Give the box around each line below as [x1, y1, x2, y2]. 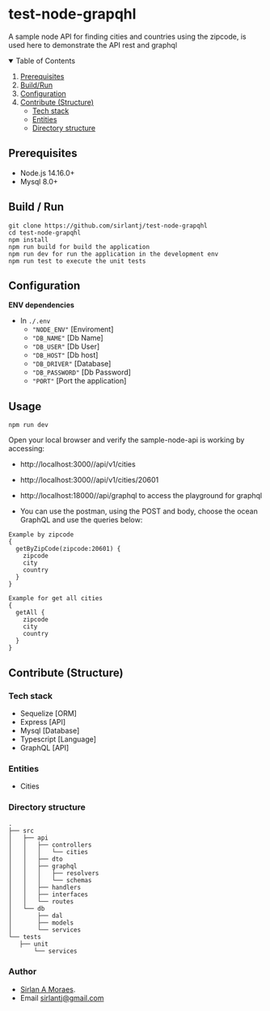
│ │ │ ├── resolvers [8, 869, 99, 878]
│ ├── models [8, 919, 74, 927]
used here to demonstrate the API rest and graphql [8, 40, 178, 49]
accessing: [8, 444, 45, 454]
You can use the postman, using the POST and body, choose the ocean [19, 506, 259, 516]
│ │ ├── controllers [8, 841, 92, 849]
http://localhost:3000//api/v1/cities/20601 [19, 475, 159, 485]
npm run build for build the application [8, 243, 150, 251]
